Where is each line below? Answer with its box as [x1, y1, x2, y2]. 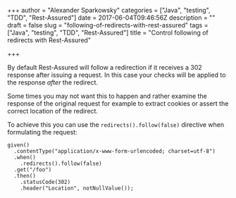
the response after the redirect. [7, 78, 99, 87]
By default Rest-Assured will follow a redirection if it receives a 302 [7, 63, 202, 71]
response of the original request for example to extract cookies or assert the [7, 99, 229, 108]
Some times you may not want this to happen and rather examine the [7, 92, 208, 100]
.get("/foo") [13, 166, 52, 173]
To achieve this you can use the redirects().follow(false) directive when [7, 120, 225, 129]
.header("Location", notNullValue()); [20, 185, 134, 192]
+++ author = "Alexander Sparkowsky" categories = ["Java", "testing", [7, 6, 211, 14]
